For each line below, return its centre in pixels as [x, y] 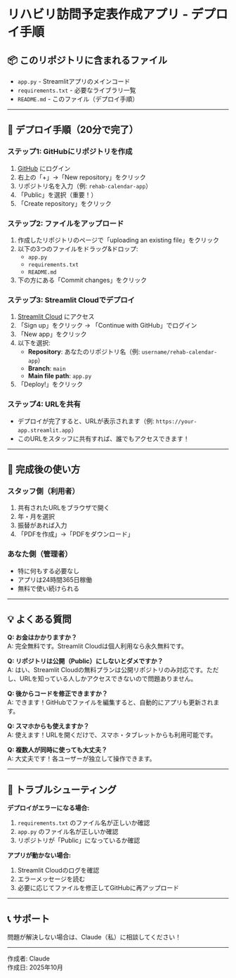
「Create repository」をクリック [64, 203]
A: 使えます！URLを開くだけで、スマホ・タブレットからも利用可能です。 [112, 735]
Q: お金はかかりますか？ [42, 638]
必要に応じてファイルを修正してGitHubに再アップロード [98, 888]
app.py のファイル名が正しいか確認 [68, 832]
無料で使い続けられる [48, 588]
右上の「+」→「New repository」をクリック [81, 177]
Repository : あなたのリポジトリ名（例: [84, 352]
